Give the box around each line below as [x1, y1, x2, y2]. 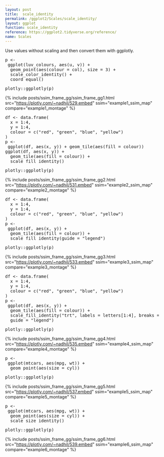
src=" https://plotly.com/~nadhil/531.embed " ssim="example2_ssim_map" [5, 182, 153, 188]
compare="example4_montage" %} [5, 346, 77, 352]
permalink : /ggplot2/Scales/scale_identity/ [5, 16, 97, 21]
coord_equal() [10, 76, 44, 82]
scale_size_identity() [10, 418, 64, 423]
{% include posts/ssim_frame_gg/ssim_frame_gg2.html [5, 176, 116, 183]
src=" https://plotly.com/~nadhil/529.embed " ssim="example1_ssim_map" [5, 100, 153, 106]
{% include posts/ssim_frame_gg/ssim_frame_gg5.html [5, 383, 116, 389]
